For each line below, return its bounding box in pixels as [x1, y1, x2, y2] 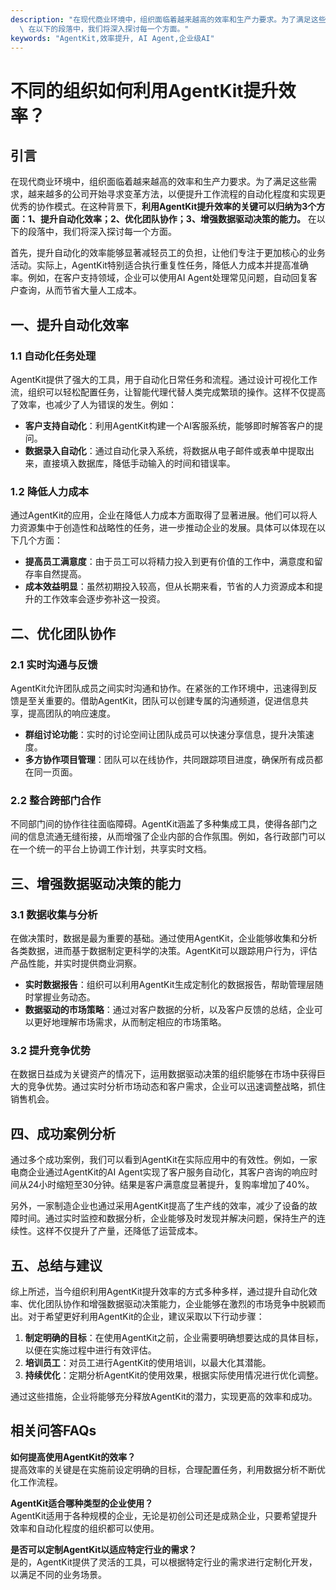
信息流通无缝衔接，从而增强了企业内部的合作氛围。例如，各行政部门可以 [27, 831, 326, 843]
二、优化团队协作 [10, 625, 116, 642]
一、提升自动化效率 [10, 316, 129, 333]
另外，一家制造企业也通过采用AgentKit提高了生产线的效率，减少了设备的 [10, 1200, 309, 1212]
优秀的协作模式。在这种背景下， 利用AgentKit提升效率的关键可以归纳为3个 [10, 201, 317, 213]
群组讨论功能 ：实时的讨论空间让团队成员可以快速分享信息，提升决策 [24, 729, 306, 741]
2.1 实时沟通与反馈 [10, 657, 98, 671]
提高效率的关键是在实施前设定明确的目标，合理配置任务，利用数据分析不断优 [10, 1463, 326, 1475]
